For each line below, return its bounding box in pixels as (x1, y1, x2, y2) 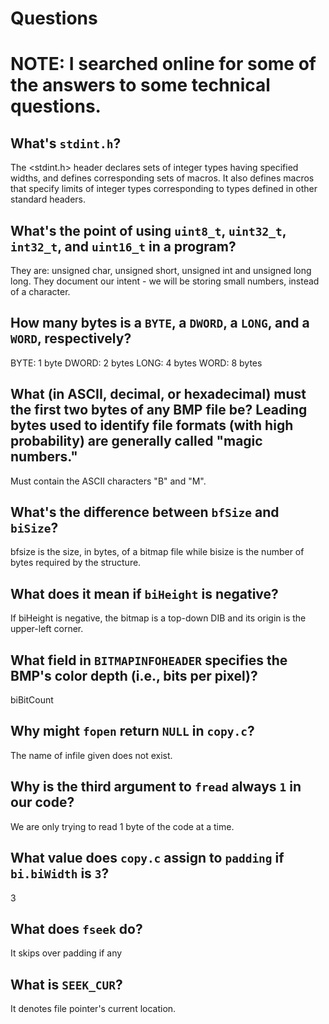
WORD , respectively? (10, 330, 132, 347)
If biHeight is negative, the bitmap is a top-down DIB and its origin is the (10, 612, 307, 624)
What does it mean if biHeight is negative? (10, 585, 279, 602)
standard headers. (10, 193, 87, 206)
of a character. (10, 286, 71, 297)
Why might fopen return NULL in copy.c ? (10, 723, 255, 740)
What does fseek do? (10, 920, 143, 937)
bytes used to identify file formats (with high (10, 417, 294, 434)
